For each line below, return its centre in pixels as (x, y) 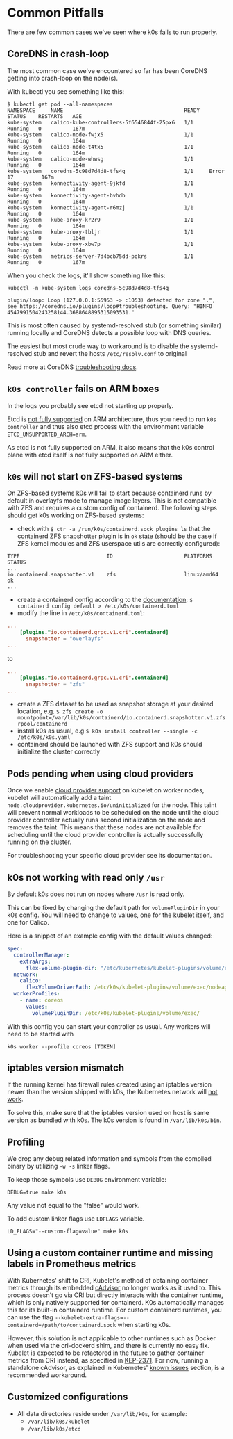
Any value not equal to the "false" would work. (74, 1205)
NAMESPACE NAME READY (103, 110)
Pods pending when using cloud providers (101, 773)
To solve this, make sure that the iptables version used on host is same (108, 1113)
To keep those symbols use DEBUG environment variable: (87, 1180)
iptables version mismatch (66, 1068)
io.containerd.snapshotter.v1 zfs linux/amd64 (113, 575)
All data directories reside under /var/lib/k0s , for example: (102, 1413)
